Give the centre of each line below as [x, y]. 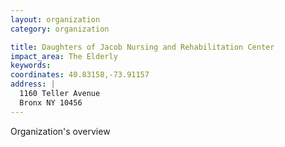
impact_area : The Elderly [64, 56]
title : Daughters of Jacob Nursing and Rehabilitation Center [142, 47]
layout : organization [55, 19]
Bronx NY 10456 [51, 102]
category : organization [60, 29]
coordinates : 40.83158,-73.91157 [80, 75]
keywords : [31, 66]
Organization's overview [60, 131]
